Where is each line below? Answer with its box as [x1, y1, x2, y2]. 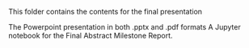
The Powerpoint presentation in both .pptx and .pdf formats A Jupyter [8, 22, 241, 31]
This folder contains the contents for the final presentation [8, 7, 203, 16]
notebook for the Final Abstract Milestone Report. [8, 31, 173, 40]
